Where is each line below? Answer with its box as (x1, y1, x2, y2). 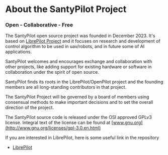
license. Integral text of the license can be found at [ (5, 119, 113, 126)
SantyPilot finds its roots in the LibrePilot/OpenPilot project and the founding (5, 79, 163, 85)
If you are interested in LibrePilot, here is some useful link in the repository (5, 134, 159, 141)
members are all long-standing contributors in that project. (5, 84, 127, 90)
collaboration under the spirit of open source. (5, 69, 99, 75)
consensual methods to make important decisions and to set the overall (5, 99, 153, 105)
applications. (5, 49, 32, 55)
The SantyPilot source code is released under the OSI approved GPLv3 (5, 114, 152, 120)
